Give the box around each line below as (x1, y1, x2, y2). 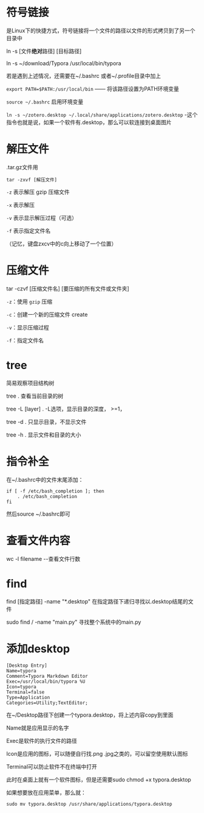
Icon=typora (6, 683, 36, 690)
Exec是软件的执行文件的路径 (6, 737, 77, 744)
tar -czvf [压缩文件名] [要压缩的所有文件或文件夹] (6, 284, 129, 292)
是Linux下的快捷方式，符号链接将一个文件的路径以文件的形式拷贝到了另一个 (6, 27, 195, 34)
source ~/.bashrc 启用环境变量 (6, 98, 84, 105)
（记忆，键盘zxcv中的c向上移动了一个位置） (6, 240, 117, 247)
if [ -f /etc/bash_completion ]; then (6, 488, 104, 494)
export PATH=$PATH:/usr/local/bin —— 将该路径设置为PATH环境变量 (6, 85, 179, 92)
